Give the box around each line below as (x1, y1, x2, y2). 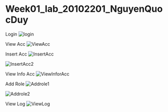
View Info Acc (5, 70, 35, 77)
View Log (5, 101, 26, 107)
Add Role (5, 81, 25, 87)
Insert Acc (5, 51, 27, 57)
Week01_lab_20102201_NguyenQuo (5, 3, 163, 15)
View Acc (5, 41, 26, 47)
